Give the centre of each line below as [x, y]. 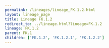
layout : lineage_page [28, 14]
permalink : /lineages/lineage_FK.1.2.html [50, 10]
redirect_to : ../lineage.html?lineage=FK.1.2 [53, 24]
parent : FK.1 [18, 33]
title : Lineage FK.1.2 [29, 19]
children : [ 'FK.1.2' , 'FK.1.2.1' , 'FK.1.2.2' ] [54, 38]
